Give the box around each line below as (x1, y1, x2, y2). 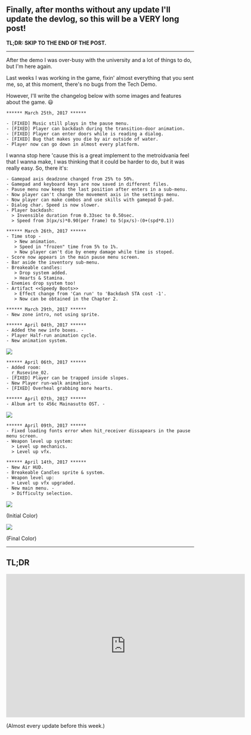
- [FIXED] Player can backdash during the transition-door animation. (6, 125, 185, 132)
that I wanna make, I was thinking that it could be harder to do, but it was (6, 158, 185, 165)
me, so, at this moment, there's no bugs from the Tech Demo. (6, 80, 157, 88)
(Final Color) (6, 535, 37, 542)
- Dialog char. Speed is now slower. (6, 202, 100, 208)
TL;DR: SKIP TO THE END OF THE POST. (6, 39, 107, 46)
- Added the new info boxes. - (6, 327, 84, 333)
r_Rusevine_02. (11, 370, 49, 376)
